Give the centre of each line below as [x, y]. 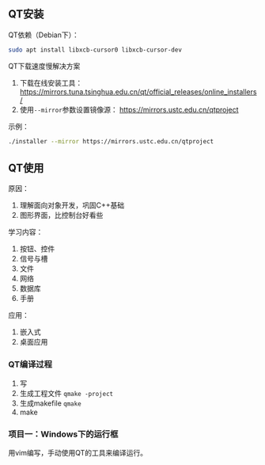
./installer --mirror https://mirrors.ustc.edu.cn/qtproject [111, 141]
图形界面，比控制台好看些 [61, 215]
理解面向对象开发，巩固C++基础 [72, 205]
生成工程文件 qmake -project [66, 393]
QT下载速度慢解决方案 [44, 66]
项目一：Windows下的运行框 [63, 434]
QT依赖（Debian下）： [44, 35]
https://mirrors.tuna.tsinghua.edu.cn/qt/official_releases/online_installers [138, 91]
